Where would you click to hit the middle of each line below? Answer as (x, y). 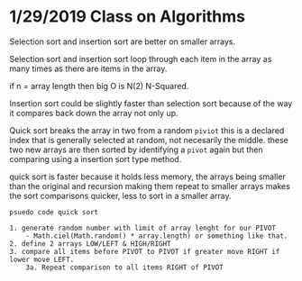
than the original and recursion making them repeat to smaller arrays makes (150, 186)
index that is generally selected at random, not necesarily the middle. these (149, 140)
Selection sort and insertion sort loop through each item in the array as (141, 59)
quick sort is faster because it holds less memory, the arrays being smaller (147, 177)
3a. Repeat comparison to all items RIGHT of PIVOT (124, 267)
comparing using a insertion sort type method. (96, 159)
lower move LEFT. (42, 259)
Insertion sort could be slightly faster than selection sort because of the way (151, 103)
